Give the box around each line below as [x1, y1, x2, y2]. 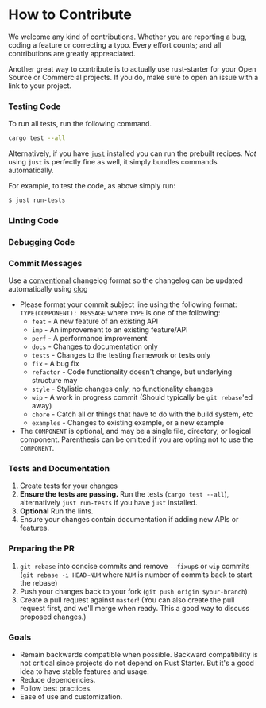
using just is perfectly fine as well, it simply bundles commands [8, 157, 218, 167]
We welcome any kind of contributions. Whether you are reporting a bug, [8, 32, 248, 41]
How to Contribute [8, 6, 133, 24]
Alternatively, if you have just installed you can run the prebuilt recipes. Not [8, 149, 256, 158]
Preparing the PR [8, 543, 75, 554]
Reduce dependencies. [19, 675, 96, 685]
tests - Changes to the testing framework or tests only [31, 350, 211, 360]
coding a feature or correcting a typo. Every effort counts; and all [8, 40, 222, 49]
